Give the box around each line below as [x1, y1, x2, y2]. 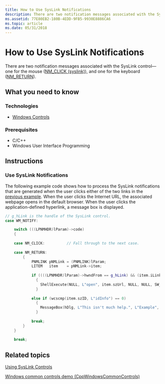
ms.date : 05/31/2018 [5, 26, 48, 31]
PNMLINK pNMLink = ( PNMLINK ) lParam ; [31, 259, 107, 264]
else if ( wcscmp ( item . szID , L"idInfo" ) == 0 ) [31, 296, 126, 301]
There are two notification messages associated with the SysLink [5, 63, 137, 69]
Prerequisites [5, 126, 38, 133]
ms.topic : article [5, 21, 43, 26]
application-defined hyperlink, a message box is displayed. [5, 204, 124, 210]
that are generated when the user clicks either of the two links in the [5, 188, 143, 194]
